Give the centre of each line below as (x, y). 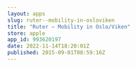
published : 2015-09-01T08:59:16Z (56, 53)
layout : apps (26, 14)
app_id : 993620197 (34, 40)
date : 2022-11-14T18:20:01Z (49, 46)
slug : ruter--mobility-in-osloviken (61, 20)
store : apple (26, 33)
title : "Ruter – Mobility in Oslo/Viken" (69, 27)
